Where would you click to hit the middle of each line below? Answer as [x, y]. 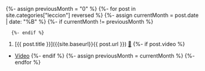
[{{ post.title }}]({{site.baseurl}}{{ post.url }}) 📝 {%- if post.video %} [100, 44]
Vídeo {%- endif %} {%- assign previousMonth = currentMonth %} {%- [105, 56]
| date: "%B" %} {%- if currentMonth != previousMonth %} [80, 22]
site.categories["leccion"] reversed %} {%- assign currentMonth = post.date [102, 15]
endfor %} [28, 62]
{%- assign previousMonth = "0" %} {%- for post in [71, 9]
